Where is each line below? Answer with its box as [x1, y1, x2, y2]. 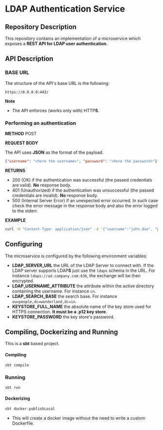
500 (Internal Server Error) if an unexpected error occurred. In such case [12, 197, 158, 203]
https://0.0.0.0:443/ [5, 90, 49, 95]
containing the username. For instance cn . [12, 288, 96, 294]
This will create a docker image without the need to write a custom [12, 415, 146, 421]
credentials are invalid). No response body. [12, 192, 98, 198]
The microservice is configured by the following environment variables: [5, 253, 147, 259]
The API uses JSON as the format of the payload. [5, 149, 104, 155]
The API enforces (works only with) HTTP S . [12, 108, 99, 113]
